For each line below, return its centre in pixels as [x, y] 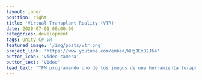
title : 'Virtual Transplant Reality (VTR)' [62, 23]
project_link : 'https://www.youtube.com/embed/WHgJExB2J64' [83, 51]
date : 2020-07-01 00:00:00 [40, 29]
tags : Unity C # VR [29, 40]
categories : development [37, 34]
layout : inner [24, 12]
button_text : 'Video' [33, 62]
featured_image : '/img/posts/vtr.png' [55, 46]
